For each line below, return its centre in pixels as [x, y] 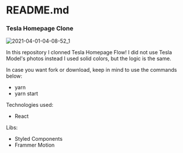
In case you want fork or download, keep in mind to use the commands [91, 70]
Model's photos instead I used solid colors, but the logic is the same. [89, 58]
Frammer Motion [34, 145]
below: [14, 76]
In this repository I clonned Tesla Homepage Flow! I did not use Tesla [89, 53]
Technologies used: [30, 105]
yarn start [26, 93]
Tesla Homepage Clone [40, 29]
